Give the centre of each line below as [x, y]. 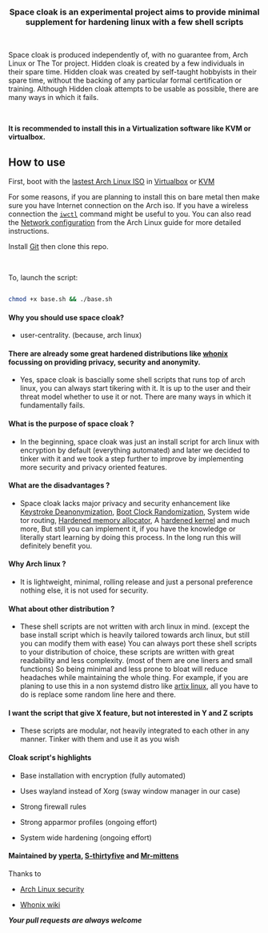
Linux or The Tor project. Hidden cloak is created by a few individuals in [126, 63]
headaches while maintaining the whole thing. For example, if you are [134, 678]
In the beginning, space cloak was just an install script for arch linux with [140, 441]
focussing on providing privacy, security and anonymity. [104, 362]
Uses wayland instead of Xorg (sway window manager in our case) [130, 790]
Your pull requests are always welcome [75, 920]
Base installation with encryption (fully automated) [103, 775]
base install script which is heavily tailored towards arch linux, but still [135, 635]
